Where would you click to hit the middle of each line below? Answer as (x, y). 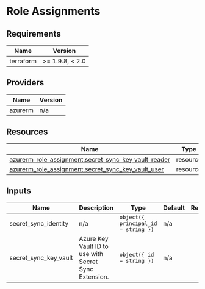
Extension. (94, 277)
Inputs (19, 191)
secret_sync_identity (39, 224)
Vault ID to (94, 246)
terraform (23, 61)
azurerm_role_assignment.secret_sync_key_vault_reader (90, 159)
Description (96, 208)
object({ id (137, 255)
